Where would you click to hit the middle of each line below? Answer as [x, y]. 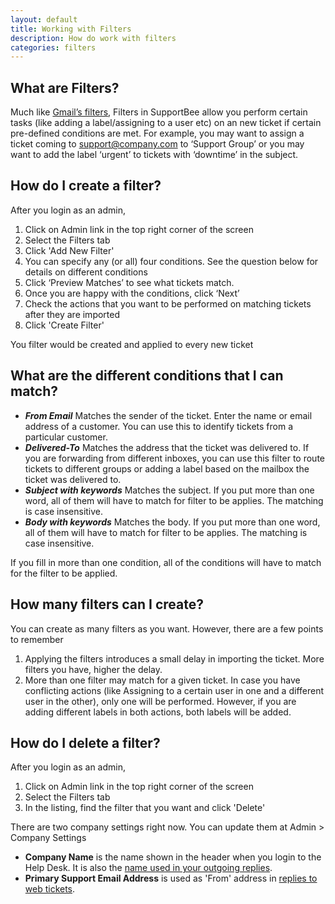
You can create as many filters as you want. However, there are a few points [167, 628]
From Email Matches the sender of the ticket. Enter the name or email [168, 415]
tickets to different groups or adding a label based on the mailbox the [167, 468]
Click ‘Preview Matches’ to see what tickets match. [129, 282]
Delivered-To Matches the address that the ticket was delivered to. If [167, 447]
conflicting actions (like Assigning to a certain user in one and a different [174, 690]
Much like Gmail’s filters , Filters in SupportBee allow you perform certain [159, 112]
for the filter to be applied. [64, 573]
